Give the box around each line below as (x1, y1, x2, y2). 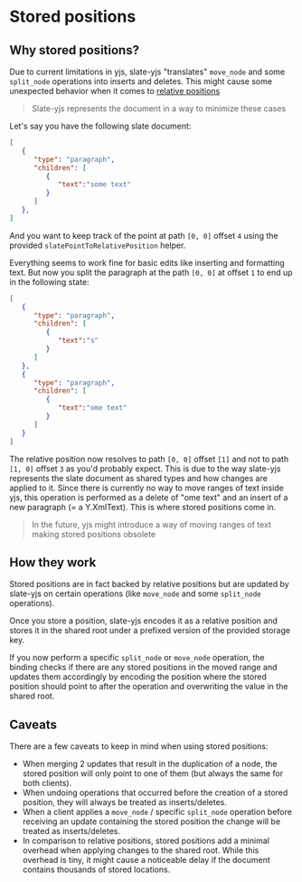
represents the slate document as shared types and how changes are (9, 472, 269, 483)
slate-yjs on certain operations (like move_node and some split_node (9, 588, 261, 599)
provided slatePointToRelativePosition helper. (9, 240, 186, 251)
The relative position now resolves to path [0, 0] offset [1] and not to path (9, 453, 289, 464)
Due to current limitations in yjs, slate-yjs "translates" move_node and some (9, 66, 286, 77)
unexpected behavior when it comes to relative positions (9, 86, 221, 96)
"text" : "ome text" (57, 403, 127, 413)
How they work (9, 555, 97, 570)
